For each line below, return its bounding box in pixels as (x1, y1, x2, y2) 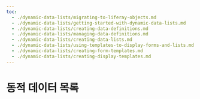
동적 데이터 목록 (6, 81, 79, 95)
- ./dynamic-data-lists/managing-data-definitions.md (11, 31, 149, 37)
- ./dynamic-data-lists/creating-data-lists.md (11, 37, 133, 43)
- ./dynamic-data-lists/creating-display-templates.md (11, 53, 151, 59)
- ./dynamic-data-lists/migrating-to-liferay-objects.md (11, 14, 157, 20)
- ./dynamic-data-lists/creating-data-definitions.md (11, 25, 149, 32)
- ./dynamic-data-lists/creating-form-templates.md (11, 48, 144, 54)
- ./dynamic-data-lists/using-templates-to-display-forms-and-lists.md (11, 43, 195, 49)
